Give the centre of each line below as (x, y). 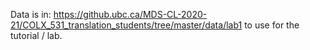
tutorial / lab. (36, 35)
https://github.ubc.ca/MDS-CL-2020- (130, 14)
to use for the (272, 25)
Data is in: (31, 14)
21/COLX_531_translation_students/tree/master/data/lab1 (126, 25)
